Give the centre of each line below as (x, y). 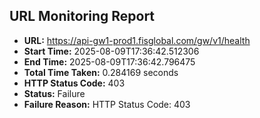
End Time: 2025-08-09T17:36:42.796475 (109, 61)
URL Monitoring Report (82, 16)
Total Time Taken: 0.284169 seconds (101, 72)
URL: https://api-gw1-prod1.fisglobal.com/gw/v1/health (137, 40)
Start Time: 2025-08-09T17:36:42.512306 (111, 51)
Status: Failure (54, 93)
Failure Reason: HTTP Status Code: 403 (107, 104)
